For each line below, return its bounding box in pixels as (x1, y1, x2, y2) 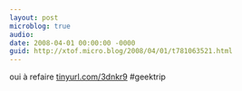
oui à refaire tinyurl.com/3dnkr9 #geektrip (9, 71, 166, 82)
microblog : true (9, 22, 71, 31)
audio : (9, 30, 34, 39)
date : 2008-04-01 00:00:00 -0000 (9, 38, 136, 48)
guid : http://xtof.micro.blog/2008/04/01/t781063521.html (9, 47, 233, 56)
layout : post (9, 13, 59, 23)
